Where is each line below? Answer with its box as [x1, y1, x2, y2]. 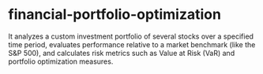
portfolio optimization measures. [8, 57, 114, 66]
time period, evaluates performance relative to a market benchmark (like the [8, 39, 256, 49]
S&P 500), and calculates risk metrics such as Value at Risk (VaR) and [8, 48, 235, 57]
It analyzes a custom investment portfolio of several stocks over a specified [8, 31, 254, 41]
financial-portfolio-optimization [8, 6, 221, 24]
